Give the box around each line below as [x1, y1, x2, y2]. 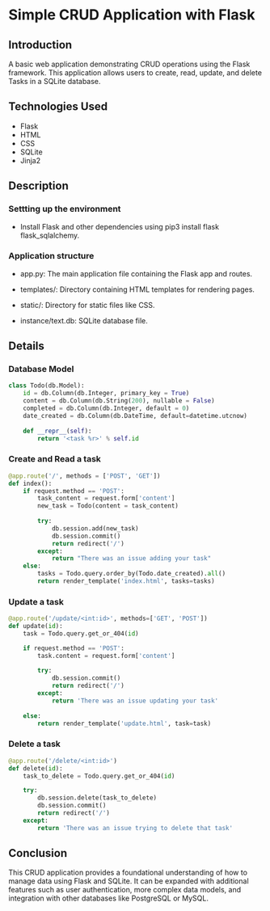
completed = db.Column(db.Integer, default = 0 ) [23, 404, 190, 413]
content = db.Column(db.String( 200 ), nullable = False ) [23, 397, 216, 405]
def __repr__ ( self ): [23, 427, 92, 435]
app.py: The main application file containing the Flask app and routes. [19, 268, 253, 278]
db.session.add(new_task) [51, 524, 139, 533]
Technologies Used [8, 99, 108, 114]
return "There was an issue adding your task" [51, 555, 212, 563]
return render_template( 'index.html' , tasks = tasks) [37, 577, 216, 585]
